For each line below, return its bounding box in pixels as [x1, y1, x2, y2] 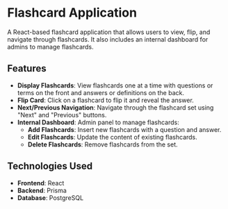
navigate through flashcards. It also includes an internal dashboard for [7, 35, 209, 43]
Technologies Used [7, 160, 92, 172]
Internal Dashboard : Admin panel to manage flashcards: [17, 118, 179, 126]
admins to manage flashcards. [7, 42, 94, 51]
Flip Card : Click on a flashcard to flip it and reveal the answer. [17, 96, 195, 104]
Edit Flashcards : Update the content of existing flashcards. [27, 133, 198, 141]
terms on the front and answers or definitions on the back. [17, 88, 184, 97]
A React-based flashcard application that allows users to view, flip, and [7, 28, 211, 36]
